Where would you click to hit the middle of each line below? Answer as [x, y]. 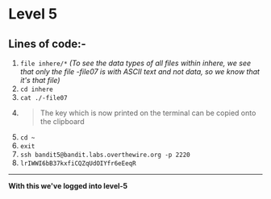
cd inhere [37, 89]
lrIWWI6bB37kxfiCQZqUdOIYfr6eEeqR [78, 164]
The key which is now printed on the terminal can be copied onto [148, 113]
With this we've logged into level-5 [68, 186]
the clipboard [62, 121]
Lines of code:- [47, 44]
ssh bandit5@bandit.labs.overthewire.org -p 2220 [105, 155]
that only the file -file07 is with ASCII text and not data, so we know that [140, 72]
